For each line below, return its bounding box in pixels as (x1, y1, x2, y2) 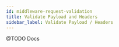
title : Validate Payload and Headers (6, 14, 98, 20)
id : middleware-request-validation (6, 8, 93, 15)
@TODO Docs (6, 35, 40, 42)
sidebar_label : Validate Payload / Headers (6, 19, 114, 25)
